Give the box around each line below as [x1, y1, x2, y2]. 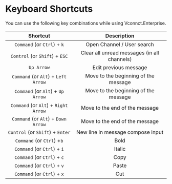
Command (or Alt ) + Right [10, 101, 68, 109]
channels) [107, 55, 132, 63]
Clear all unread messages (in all [80, 49, 159, 56]
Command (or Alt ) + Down [12, 115, 67, 122]
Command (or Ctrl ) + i [14, 145, 64, 152]
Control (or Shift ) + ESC [10, 52, 68, 59]
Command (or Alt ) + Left [12, 73, 67, 80]
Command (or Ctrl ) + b [15, 137, 63, 144]
